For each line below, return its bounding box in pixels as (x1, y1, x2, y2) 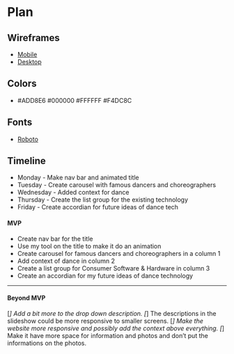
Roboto (17, 135, 38, 143)
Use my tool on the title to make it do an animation (17, 241, 162, 250)
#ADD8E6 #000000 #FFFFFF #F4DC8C (17, 96, 132, 104)
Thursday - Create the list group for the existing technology (17, 195, 189, 204)
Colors (7, 78, 37, 90)
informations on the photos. (7, 339, 87, 347)
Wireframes (7, 32, 61, 44)
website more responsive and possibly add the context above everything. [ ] (7, 324, 225, 332)
